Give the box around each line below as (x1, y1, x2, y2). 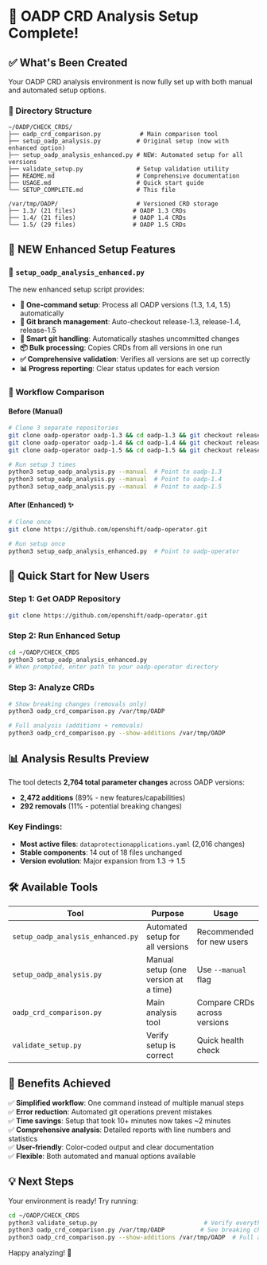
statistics (8, 1134, 38, 1143)
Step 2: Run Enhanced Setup (8, 630, 121, 641)
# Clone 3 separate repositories (8, 424, 119, 433)
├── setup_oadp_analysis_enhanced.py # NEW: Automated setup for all (8, 151, 244, 159)
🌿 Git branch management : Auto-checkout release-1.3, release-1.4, (19, 316, 242, 326)
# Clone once (8, 518, 52, 527)
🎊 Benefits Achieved (8, 1077, 111, 1091)
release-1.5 (19, 325, 57, 335)
